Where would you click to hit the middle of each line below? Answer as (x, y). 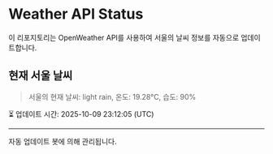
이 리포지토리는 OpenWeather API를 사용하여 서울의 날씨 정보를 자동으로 (124, 37)
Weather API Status (76, 14)
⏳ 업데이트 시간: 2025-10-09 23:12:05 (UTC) (81, 113)
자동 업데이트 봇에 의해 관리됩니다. (63, 141)
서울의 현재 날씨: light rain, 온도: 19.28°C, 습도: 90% (112, 96)
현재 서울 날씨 (41, 76)
